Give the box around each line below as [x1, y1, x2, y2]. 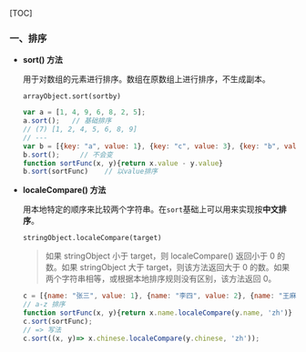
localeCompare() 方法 [22, 185, 107, 196]
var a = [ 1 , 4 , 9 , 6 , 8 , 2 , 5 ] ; [22, 108, 146, 117]
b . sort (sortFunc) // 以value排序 [22, 167, 158, 176]
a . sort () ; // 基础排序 [22, 116, 112, 126]
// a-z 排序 [22, 300, 66, 309]
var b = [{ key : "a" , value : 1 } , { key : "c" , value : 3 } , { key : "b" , [22, 141, 280, 151]
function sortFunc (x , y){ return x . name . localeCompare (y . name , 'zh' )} [22, 308, 293, 317]
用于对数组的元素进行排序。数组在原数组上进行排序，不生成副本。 [22, 74, 270, 85]
